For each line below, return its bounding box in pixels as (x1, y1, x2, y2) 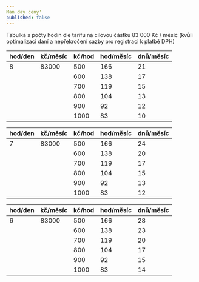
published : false (6, 15, 50, 21)
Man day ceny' (6, 8, 42, 15)
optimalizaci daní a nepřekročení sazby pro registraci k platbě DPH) (6, 38, 175, 45)
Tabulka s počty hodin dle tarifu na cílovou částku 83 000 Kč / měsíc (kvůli (6, 31, 193, 38)
